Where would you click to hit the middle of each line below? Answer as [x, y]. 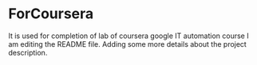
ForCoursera [51, 14]
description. [28, 52]
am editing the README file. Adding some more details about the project [128, 44]
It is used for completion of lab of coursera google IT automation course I [128, 36]
